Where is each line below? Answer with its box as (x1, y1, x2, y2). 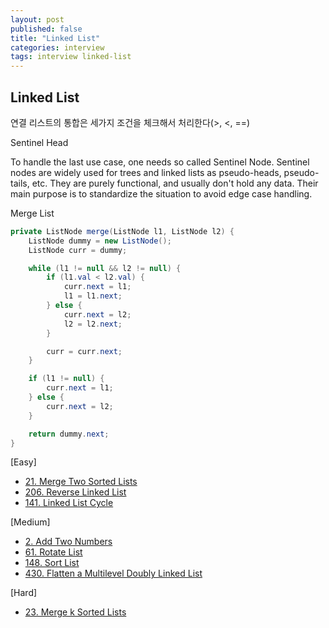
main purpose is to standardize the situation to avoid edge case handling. (10, 187, 313, 200)
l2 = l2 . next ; (63, 319, 123, 329)
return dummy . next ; (28, 429, 110, 439)
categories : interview (10, 42, 105, 53)
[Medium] (10, 516, 51, 528)
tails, (10, 177, 30, 189)
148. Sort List (24, 557, 80, 569)
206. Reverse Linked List (24, 486, 127, 498)
